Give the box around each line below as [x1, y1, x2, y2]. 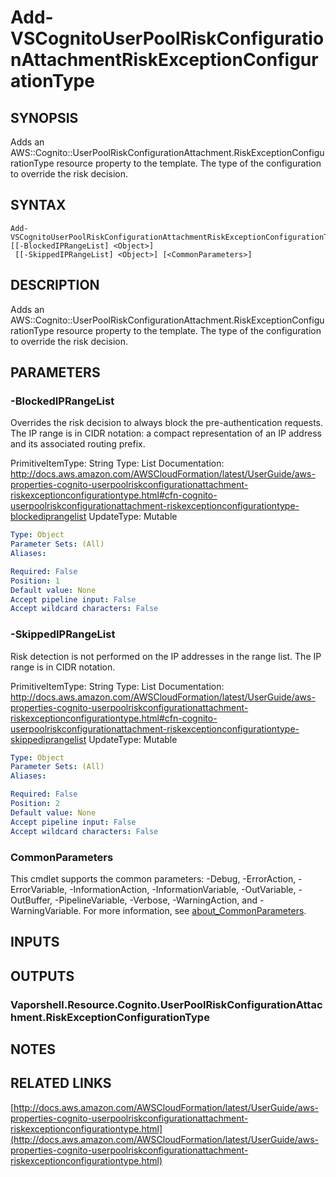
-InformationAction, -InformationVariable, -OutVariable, [69, 883, 297, 895]
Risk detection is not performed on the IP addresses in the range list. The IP [10, 650, 322, 662]
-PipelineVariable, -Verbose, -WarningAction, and [54, 894, 258, 906]
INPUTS [10, 934, 60, 951]
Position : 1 [10, 576, 60, 586]
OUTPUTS [10, 967, 75, 985]
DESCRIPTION [10, 277, 100, 294]
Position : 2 [10, 799, 60, 809]
